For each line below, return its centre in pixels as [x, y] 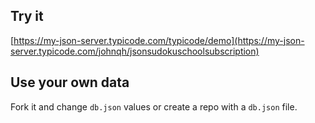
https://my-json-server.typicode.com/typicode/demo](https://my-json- [159, 40]
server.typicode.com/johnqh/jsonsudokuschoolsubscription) [135, 51]
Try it [27, 16]
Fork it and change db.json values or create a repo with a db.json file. [154, 106]
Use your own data [70, 82]
